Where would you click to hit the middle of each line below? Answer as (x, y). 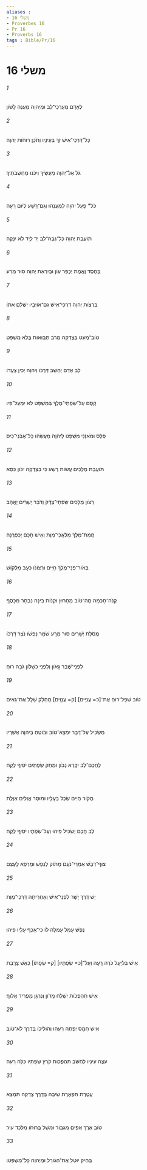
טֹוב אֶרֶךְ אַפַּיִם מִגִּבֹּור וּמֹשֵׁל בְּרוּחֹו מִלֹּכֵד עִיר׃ (54, 1127)
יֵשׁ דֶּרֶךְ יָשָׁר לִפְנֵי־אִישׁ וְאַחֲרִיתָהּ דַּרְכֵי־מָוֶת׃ (51, 897)
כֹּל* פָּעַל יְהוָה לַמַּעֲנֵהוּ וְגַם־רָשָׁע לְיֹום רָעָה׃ (51, 206)
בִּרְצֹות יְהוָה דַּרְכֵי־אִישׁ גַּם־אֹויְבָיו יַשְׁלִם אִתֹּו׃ (52, 304)
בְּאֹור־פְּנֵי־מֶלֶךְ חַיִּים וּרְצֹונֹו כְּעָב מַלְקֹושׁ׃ (48, 568)
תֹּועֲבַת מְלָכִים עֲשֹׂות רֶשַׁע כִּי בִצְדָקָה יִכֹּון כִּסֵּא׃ (55, 469)
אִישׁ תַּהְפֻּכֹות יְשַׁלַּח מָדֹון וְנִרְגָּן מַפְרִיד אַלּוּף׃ (52, 995)
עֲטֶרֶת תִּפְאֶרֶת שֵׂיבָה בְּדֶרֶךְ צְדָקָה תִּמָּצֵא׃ (50, 1094)
